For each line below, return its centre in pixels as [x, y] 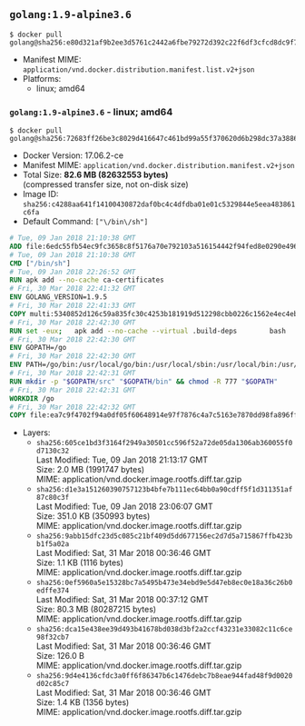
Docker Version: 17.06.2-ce [73, 155]
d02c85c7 [53, 684]
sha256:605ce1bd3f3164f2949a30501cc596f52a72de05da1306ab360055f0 [164, 443]
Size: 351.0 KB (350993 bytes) [93, 516]
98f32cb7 [53, 637]
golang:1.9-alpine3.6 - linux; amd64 [91, 112]
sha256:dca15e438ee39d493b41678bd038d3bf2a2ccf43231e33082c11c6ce [164, 630]
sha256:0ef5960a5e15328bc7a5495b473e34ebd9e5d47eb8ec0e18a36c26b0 [164, 583]
